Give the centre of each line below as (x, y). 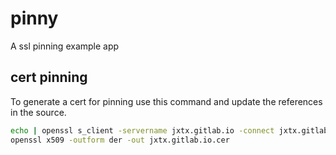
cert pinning (49, 77)
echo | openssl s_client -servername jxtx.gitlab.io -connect (142, 130)
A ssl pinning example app (65, 46)
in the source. (38, 112)
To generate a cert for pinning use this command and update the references (166, 101)
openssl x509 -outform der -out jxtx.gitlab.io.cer (120, 140)
